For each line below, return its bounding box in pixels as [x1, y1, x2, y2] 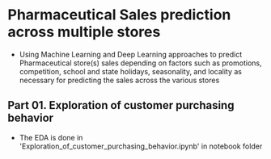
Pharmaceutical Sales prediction [7, 6, 231, 24]
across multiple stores [7, 23, 161, 41]
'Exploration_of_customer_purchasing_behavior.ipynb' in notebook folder [19, 141, 263, 151]
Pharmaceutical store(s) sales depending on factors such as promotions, [19, 58, 262, 68]
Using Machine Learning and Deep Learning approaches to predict [19, 49, 243, 59]
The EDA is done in [19, 132, 83, 142]
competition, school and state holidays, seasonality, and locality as [19, 66, 242, 76]
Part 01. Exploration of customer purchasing [7, 98, 235, 112]
